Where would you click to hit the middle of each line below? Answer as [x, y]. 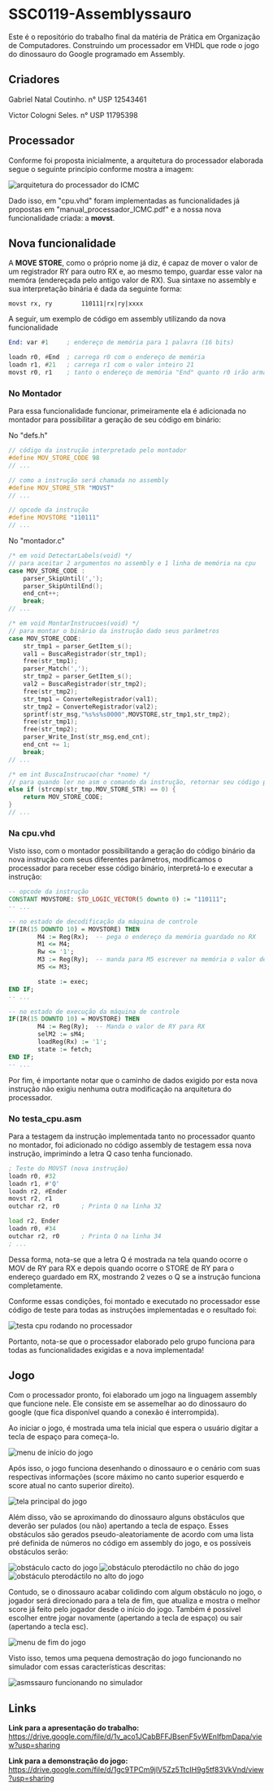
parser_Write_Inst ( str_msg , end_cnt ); [87, 737]
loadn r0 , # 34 [32, 1229]
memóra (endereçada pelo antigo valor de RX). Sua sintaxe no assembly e [132, 280]
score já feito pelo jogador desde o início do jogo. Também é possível [125, 1609]
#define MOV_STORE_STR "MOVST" [61, 488]
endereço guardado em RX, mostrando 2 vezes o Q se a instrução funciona [135, 1276]
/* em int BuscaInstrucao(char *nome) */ [80, 775]
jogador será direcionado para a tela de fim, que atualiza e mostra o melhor [134, 1600]
